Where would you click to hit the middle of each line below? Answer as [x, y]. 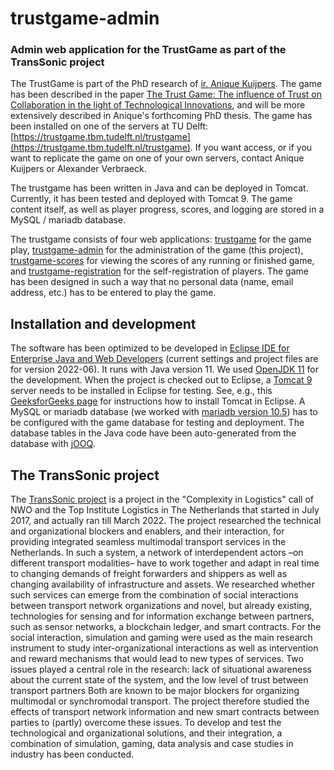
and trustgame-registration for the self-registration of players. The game [159, 271]
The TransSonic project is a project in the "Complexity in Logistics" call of [162, 499]
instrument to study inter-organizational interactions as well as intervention [164, 648]
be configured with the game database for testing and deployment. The [157, 423]
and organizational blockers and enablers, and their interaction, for [147, 531]
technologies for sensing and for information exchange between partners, [162, 616]
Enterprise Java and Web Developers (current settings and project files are [164, 359]
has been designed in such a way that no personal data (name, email [152, 282]
